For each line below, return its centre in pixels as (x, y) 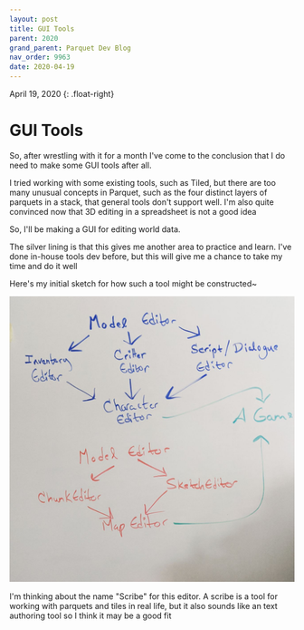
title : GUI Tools (42, 29)
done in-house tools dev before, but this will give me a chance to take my (146, 256)
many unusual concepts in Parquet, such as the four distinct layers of (138, 192)
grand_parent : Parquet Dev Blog (70, 48)
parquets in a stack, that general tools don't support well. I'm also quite (142, 202)
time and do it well (43, 266)
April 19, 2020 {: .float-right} (62, 94)
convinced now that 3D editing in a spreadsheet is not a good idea (133, 211)
